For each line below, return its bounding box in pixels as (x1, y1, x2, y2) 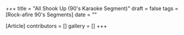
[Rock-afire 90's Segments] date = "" (5, 11, 97, 18)
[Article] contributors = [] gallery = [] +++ (5, 23, 108, 29)
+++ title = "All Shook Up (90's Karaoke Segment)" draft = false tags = (5, 5, 179, 12)
